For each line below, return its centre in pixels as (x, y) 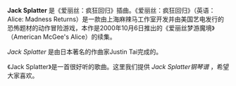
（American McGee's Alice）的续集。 (62, 37)
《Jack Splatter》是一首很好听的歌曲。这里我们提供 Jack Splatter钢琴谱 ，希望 (118, 67)
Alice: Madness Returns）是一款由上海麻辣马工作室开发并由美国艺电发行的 (116, 19)
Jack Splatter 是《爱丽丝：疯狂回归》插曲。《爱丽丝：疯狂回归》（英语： (111, 10)
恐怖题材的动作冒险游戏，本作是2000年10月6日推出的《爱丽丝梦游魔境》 (111, 28)
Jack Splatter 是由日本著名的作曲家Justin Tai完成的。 (85, 52)
